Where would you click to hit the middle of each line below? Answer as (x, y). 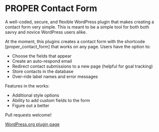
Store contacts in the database (43, 71)
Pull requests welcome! (28, 115)
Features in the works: (27, 86)
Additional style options (36, 95)
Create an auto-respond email (42, 61)
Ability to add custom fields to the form (51, 100)
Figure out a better (31, 105)
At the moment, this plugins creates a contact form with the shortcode (75, 41)
